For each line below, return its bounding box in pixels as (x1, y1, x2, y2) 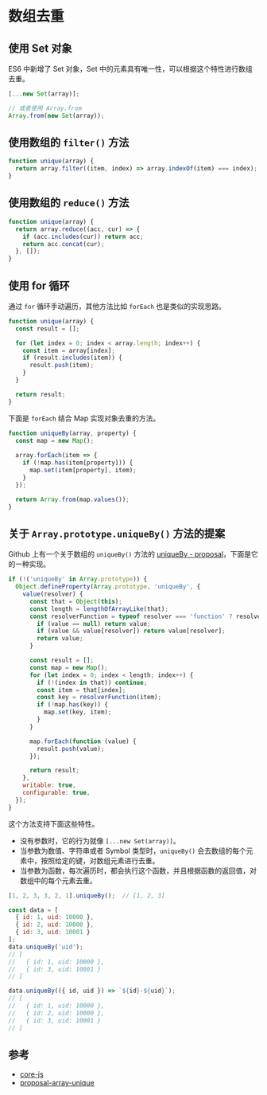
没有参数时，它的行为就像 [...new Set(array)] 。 (19, 835, 180, 845)
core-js (19, 1070, 44, 1079)
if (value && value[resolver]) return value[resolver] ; (37, 627, 226, 635)
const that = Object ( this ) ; (29, 597, 123, 605)
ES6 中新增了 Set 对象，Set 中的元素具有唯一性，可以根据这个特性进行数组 (8, 65, 253, 73)
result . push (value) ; (37, 745, 105, 753)
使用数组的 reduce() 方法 (8, 196, 130, 209)
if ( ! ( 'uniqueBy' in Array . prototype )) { (8, 575, 148, 584)
